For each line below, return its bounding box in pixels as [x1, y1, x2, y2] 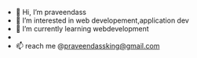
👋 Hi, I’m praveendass [15, 8, 86, 16]
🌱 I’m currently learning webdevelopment [15, 24, 149, 33]
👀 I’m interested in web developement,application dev [15, 16, 190, 25]
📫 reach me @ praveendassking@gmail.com [15, 42, 160, 50]
